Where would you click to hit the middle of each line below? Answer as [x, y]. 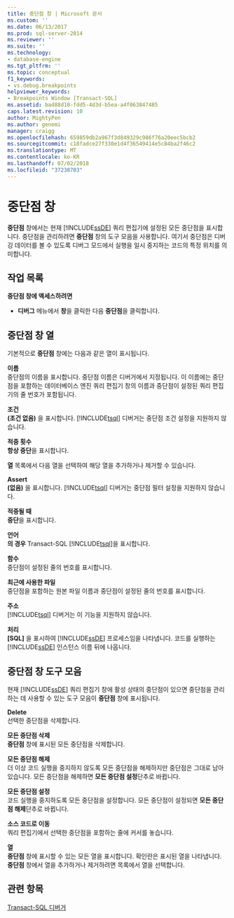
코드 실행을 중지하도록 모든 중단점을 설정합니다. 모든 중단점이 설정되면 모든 [109, 800]
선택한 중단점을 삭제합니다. [44, 721]
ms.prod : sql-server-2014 [45, 33]
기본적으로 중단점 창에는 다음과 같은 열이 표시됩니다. [78, 354]
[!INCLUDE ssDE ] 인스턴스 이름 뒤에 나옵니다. [69, 647]
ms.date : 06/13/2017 [37, 27]
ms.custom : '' [28, 20]
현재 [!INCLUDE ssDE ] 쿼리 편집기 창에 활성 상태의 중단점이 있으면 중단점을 [110, 689]
